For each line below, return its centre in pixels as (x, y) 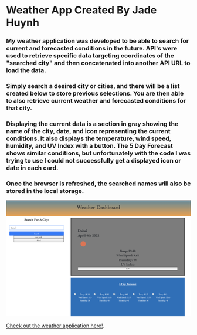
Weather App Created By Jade (81, 10)
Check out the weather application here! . (55, 326)
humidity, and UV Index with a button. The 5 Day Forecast (89, 145)
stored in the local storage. (45, 191)
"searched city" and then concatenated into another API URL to (98, 63)
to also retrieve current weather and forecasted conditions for (96, 101)
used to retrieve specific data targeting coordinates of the (90, 56)
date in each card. (32, 168)
